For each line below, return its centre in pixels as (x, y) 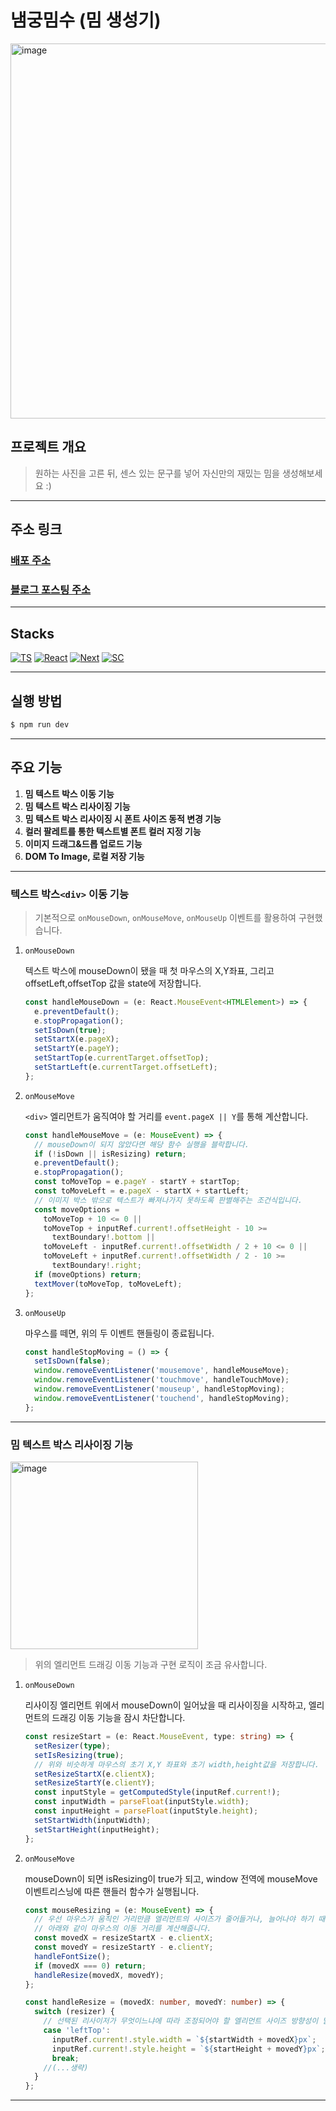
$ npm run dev (40, 724)
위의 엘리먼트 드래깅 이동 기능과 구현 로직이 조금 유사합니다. (151, 1665)
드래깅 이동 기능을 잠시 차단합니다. (118, 1718)
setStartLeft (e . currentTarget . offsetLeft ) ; (126, 1067)
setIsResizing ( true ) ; (79, 1755)
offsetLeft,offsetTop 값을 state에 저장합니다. (113, 983)
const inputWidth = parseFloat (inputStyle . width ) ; (142, 1802)
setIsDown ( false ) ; (72, 1361)
